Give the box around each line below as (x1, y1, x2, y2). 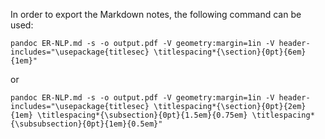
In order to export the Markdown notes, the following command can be (10, 9, 302, 20)
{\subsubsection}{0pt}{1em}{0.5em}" (10, 119, 163, 129)
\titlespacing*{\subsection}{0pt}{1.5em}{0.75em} (36, 110, 248, 120)
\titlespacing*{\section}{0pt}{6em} (153, 47, 307, 57)
